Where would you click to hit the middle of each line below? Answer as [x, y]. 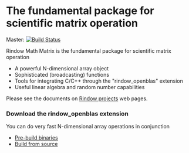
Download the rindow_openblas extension [67, 114]
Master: [15, 39]
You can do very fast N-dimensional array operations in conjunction [88, 127]
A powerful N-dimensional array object [62, 68]
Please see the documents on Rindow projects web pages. [77, 98]
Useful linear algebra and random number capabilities [80, 87]
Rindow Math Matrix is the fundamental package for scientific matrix [89, 50]
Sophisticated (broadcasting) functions [62, 74]
